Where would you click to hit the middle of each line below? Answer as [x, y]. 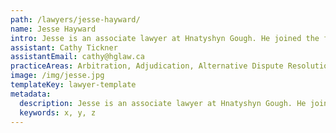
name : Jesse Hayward [53, 29]
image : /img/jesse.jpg [57, 76]
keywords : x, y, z [58, 112]
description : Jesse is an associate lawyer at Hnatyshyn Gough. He [163, 103]
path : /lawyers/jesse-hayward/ [75, 19]
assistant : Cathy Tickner [64, 47]
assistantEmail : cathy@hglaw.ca [77, 57]
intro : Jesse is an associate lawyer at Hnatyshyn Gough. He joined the [165, 38]
